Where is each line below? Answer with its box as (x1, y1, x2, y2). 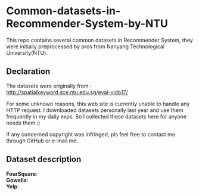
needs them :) (6, 119, 41, 126)
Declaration (6, 67, 51, 77)
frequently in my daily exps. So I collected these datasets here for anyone (6, 113, 187, 120)
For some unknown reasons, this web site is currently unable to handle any (6, 100, 190, 107)
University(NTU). (6, 49, 48, 56)
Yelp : (6, 183, 19, 190)
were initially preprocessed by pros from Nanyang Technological (6, 43, 165, 50)
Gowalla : (6, 176, 29, 183)
